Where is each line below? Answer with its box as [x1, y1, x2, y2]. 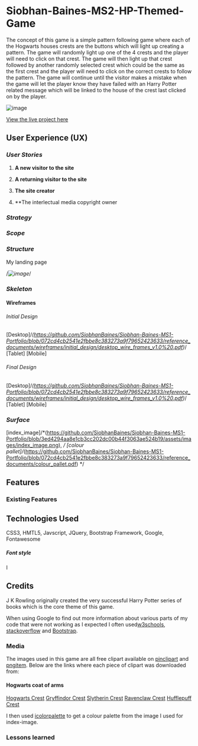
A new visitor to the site [14, 164, 74, 171]
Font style [6, 549, 31, 556]
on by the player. [6, 93, 47, 100]
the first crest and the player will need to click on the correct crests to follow [6, 67, 192, 75]
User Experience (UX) [6, 133, 88, 143]
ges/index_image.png [6, 441, 59, 448]
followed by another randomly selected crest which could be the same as [6, 61, 185, 69]
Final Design [6, 364, 37, 371]
